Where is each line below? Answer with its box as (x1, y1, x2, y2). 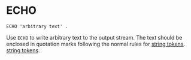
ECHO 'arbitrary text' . (6, 23, 68, 29)
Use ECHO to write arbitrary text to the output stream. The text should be (6, 34, 183, 41)
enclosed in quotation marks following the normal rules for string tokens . (6, 40, 186, 47)
